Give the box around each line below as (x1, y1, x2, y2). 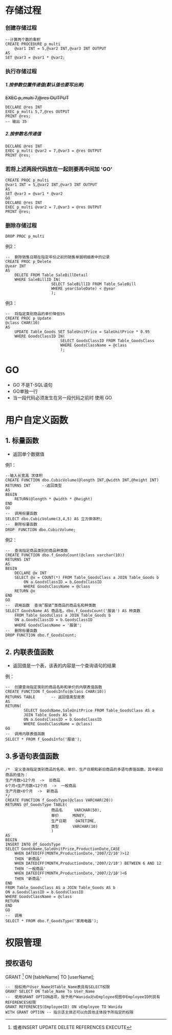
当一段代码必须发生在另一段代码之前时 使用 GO (12, 394, 112, 400)
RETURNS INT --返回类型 (5, 483, 62, 488)
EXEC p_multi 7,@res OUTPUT (5, 95, 69, 101)
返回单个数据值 (12, 451, 45, 457)
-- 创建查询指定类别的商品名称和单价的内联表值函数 (5, 684, 102, 689)
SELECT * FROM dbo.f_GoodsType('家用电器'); (5, 918, 99, 923)
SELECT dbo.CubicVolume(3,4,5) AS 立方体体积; (5, 516, 102, 521)
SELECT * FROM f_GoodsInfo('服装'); (5, 737, 82, 742)
